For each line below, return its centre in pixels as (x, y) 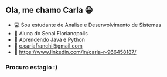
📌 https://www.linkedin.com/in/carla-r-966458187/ (75, 52)
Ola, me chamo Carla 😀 (49, 10)
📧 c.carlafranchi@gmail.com (48, 46)
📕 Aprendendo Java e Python (50, 39)
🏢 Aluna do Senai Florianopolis (51, 33)
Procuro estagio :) (32, 67)
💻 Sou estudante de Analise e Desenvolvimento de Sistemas (88, 25)
